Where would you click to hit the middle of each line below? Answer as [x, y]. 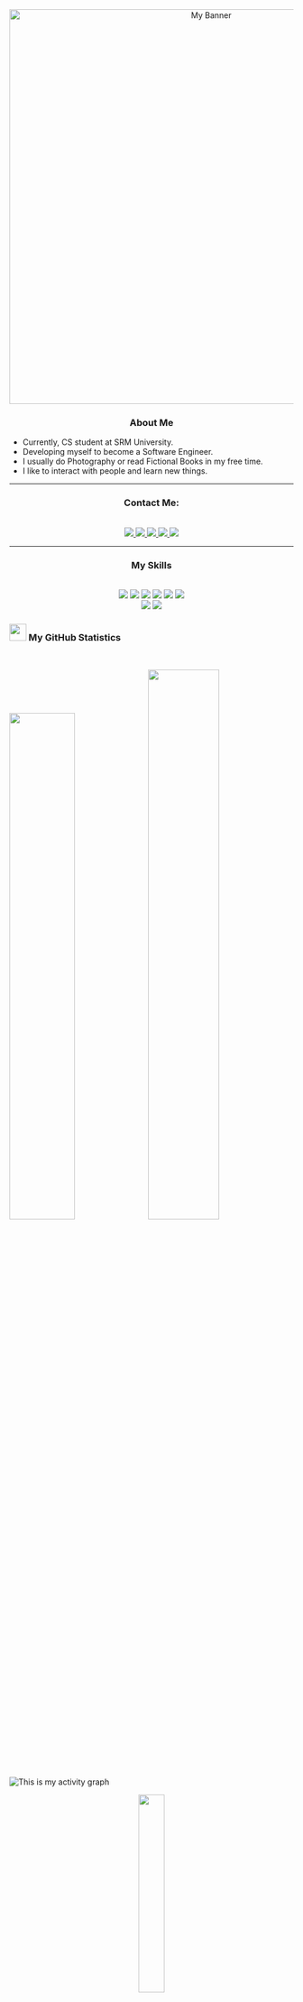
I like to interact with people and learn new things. [115, 471]
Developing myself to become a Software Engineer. [118, 452]
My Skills [151, 565]
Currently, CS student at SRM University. [98, 442]
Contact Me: [151, 503]
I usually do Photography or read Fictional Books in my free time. [142, 461]
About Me [151, 422]
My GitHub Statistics [75, 637]
